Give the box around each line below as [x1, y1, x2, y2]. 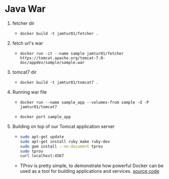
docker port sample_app [20, 114, 71, 119]
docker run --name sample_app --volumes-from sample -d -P [20, 100, 149, 105]
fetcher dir [12, 20, 35, 26]
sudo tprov [20, 149, 44, 154]
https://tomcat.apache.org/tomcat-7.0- [20, 55, 106, 61]
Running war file [12, 88, 47, 95]
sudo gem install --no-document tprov [20, 144, 103, 149]
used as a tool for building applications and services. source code [20, 168, 160, 174]
